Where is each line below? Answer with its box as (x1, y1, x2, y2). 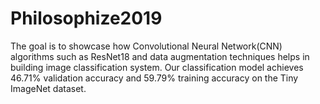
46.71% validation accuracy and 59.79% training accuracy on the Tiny (10, 72, 299, 84)
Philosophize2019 (10, 7, 163, 30)
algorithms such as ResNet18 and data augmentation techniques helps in (10, 50, 310, 62)
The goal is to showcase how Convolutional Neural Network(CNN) (10, 40, 283, 52)
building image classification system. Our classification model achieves (10, 61, 304, 73)
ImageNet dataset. (10, 82, 87, 94)
